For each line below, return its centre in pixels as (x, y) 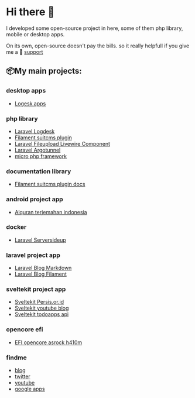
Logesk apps (30, 103)
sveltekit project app (36, 289)
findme (17, 358)
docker (16, 227)
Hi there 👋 (30, 12)
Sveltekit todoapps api (42, 314)
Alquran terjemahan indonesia (51, 212)
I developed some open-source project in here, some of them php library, (95, 28)
